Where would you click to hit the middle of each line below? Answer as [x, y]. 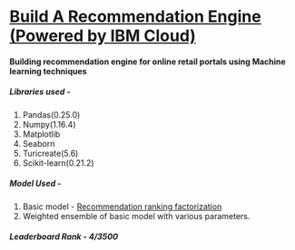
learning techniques [49, 71]
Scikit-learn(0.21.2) [58, 163]
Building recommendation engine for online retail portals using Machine [147, 62]
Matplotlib [41, 134]
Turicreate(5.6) [50, 153]
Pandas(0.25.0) [51, 114]
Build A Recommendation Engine [135, 17]
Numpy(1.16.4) [49, 124]
